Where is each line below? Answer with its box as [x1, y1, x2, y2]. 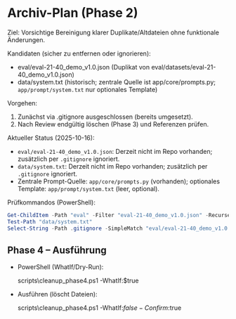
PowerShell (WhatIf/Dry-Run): [17, 263, 104, 271]
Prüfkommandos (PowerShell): [7, 198, 96, 207]
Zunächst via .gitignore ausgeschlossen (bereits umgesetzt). [17, 112, 193, 121]
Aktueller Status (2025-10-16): [7, 134, 95, 142]
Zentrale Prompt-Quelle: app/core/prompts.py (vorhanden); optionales [17, 177, 220, 185]
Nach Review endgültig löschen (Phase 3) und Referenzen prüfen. [17, 119, 209, 128]
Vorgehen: [7, 98, 37, 107]
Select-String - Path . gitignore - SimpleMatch [7, 225, 143, 232]
